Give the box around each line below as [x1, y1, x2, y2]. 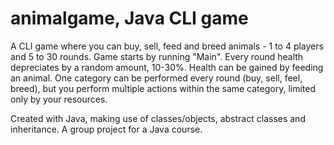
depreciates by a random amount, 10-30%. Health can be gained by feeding [10, 61, 324, 73]
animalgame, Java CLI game [10, 7, 249, 30]
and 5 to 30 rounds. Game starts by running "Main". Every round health [10, 50, 304, 62]
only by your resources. [10, 93, 108, 105]
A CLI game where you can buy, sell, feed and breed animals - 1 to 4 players [10, 40, 324, 52]
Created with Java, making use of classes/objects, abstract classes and [10, 112, 306, 124]
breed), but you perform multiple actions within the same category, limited [10, 82, 317, 94]
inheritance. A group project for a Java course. [10, 123, 203, 135]
